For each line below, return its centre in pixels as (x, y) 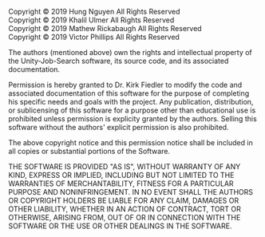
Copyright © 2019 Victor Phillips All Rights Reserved (94, 37)
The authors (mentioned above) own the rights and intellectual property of (131, 52)
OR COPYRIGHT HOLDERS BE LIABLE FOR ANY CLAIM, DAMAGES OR (124, 200)
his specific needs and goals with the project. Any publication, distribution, (131, 102)
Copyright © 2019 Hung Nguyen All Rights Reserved (94, 12)
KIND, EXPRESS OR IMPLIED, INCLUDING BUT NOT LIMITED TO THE (121, 175)
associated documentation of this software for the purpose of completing (129, 93)
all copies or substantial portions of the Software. (89, 151)
